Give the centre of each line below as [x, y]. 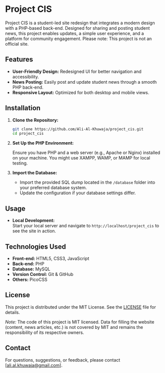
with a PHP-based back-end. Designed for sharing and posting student [78, 28]
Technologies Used [35, 246]
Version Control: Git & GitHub [43, 274]
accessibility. [26, 77]
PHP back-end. [28, 87]
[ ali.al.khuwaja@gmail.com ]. [34, 365]
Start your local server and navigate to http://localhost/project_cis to [86, 226]
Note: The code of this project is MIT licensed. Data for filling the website [80, 322]
